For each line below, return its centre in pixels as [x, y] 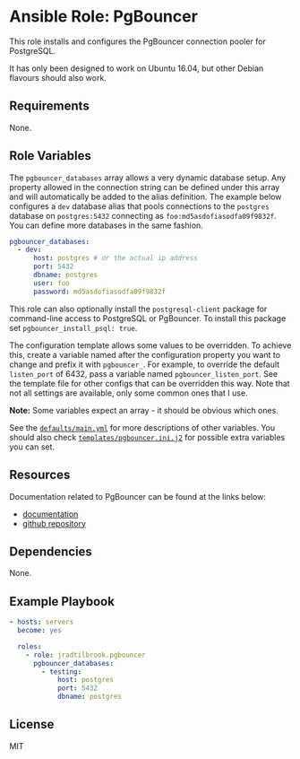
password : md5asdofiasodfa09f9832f [99, 292]
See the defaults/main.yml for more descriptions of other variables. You [142, 427]
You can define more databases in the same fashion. [106, 225]
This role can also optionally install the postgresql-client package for [138, 309]
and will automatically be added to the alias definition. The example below [146, 196]
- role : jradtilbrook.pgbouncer [86, 655]
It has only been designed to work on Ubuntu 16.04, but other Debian [137, 68]
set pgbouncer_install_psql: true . [73, 327]
